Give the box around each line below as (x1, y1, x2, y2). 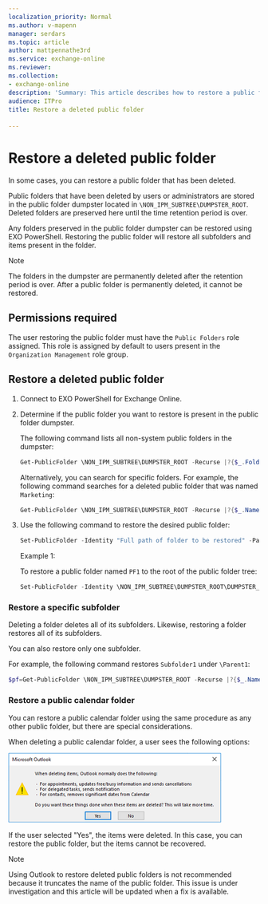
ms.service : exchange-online (8, 55, 105, 63)
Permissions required (8, 311, 117, 325)
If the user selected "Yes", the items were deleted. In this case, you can (8, 830, 242, 839)
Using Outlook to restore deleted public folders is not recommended (8, 870, 232, 879)
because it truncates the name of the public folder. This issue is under (8, 878, 238, 887)
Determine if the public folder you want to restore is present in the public (19, 409, 259, 419)
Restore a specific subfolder (8, 602, 120, 614)
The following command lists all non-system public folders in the (19, 433, 233, 443)
